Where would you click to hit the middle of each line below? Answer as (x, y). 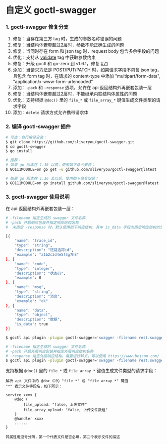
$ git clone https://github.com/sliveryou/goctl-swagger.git (70, 142)
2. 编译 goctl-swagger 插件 (38, 126)
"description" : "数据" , (38, 320)
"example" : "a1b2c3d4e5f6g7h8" (47, 255)
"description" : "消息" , (38, 296)
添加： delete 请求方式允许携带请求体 (51, 112)
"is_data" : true (31, 324)
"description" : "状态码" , (40, 273)
